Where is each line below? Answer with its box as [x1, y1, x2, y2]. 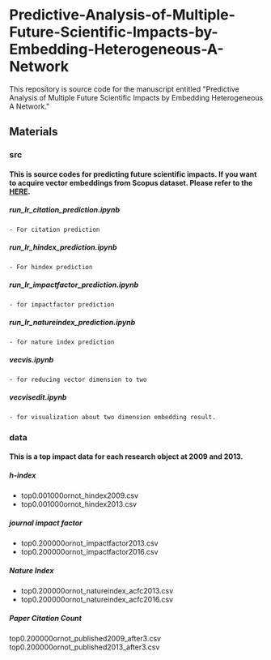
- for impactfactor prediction [9, 300, 115, 309]
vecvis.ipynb [9, 355, 54, 365]
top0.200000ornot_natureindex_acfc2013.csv [20, 586, 174, 596]
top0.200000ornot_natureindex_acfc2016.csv [20, 594, 173, 605]
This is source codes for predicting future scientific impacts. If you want [9, 169, 257, 179]
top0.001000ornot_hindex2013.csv [20, 499, 137, 509]
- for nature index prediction [9, 338, 115, 346]
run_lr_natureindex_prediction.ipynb [9, 318, 136, 328]
